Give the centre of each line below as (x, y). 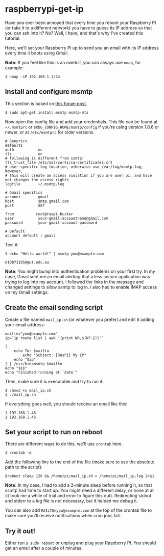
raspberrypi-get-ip (45, 9)
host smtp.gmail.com (37, 201)
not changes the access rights (37, 180)
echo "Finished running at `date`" (41, 372)
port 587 (25, 205)
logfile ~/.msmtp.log (35, 184)
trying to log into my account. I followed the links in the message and (74, 282)
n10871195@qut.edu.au (27, 262)
